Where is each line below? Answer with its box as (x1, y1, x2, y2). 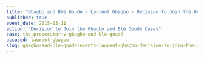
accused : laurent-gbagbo (6, 37, 69, 43)
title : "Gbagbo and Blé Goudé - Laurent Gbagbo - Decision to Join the (6, 8, 191, 15)
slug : (6, 43, 20, 49)
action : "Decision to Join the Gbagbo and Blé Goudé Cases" (6, 25, 162, 32)
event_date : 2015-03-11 (6, 20, 67, 26)
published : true (6, 14, 47, 21)
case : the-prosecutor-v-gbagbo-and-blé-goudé (6, 31, 123, 37)
